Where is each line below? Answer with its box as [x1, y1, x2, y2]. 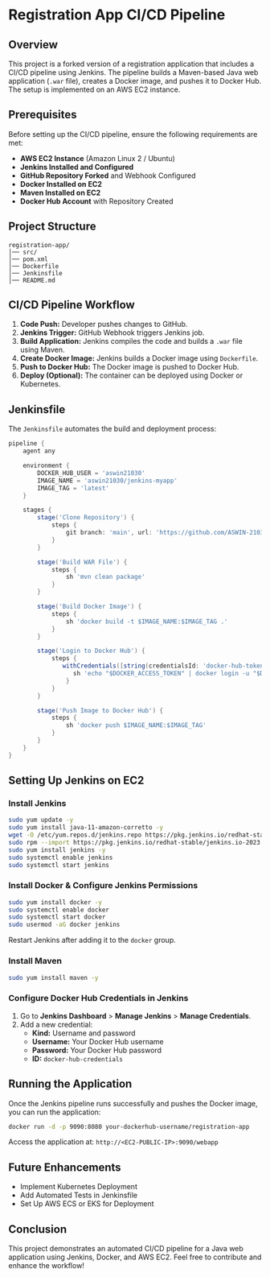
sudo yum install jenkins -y [8, 845, 106, 854]
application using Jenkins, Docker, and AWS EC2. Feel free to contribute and [8, 1252, 262, 1262]
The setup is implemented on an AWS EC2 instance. [8, 85, 181, 94]
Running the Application [8, 1077, 133, 1091]
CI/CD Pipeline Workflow [8, 298, 135, 312]
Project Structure [8, 220, 96, 233]
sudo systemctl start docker [8, 913, 106, 921]
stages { [22, 506, 52, 515]
